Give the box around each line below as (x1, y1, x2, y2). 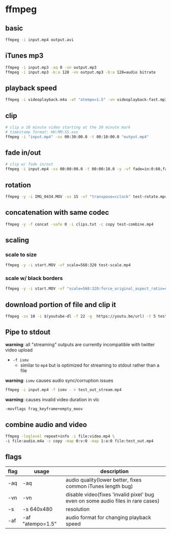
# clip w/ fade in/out (5, 162, 53, 167)
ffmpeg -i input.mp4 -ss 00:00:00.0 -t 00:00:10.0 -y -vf (5, 166, 131, 172)
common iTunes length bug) (66, 483, 133, 490)
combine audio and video (5, 420, 88, 429)
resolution (66, 505, 90, 513)
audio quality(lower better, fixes (66, 476, 141, 483)
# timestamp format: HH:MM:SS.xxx (5, 129, 79, 134)
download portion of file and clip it (5, 300, 116, 309)
